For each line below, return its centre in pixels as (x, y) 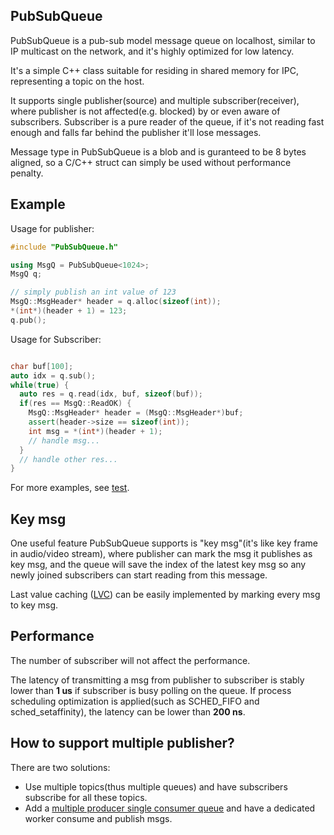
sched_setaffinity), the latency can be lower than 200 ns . (128, 711)
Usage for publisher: (52, 228)
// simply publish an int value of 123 (93, 292)
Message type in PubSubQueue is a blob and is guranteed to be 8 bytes (158, 151)
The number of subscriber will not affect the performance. (130, 660)
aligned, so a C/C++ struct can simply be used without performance (151, 162)
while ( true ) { (40, 385)
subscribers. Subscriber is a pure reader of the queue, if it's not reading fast (167, 121)
